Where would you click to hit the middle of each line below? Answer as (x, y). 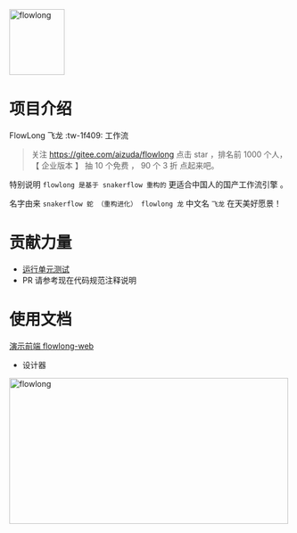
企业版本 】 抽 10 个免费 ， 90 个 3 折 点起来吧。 (130, 165)
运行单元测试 (45, 269)
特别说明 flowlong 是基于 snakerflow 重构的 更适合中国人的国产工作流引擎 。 (148, 184)
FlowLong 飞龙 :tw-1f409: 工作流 (69, 135)
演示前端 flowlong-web (52, 346)
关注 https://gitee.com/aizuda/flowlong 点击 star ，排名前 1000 (146, 154)
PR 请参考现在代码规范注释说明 (79, 280)
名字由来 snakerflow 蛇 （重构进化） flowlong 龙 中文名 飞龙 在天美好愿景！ (146, 203)
